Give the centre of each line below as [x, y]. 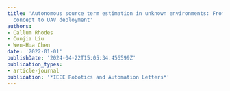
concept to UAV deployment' [53, 20]
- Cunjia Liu [26, 39]
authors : [20, 26]
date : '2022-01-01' [35, 52]
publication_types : [35, 64]
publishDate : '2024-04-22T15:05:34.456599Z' [72, 58]
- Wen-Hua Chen [29, 45]
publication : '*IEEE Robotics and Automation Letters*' [88, 77]
